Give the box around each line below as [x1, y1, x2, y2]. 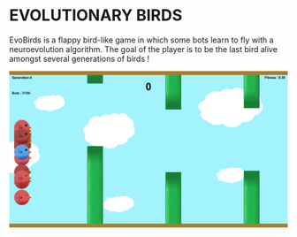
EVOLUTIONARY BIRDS [9, 5, 183, 26]
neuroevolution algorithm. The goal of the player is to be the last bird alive [9, 43, 278, 54]
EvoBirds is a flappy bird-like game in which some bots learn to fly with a [9, 34, 274, 45]
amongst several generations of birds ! [9, 53, 150, 64]
